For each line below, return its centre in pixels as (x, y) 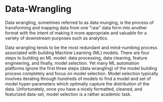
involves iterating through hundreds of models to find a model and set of (78, 79)
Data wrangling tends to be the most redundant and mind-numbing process (81, 47)
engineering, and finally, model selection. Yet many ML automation (72, 63)
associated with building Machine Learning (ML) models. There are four (77, 53)
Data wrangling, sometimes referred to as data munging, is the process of (80, 22)
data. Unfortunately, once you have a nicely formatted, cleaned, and (74, 89)
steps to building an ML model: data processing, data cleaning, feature (76, 58)
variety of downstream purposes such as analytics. (57, 38)
